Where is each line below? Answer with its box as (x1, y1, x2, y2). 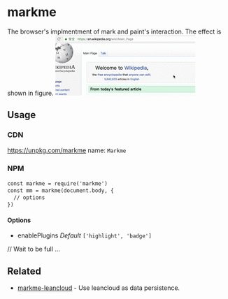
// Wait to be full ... (7, 245, 61, 254)
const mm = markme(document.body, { (7, 187, 114, 194)
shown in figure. (7, 89, 54, 97)
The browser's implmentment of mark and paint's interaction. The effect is (7, 27, 222, 36)
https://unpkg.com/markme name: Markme (7, 146, 127, 154)
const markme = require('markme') (7, 180, 108, 187)
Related (7, 265, 42, 277)
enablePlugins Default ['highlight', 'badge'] (17, 231, 152, 240)
